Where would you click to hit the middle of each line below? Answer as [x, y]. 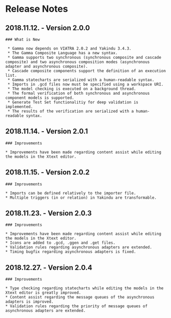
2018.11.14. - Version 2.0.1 [47, 131]
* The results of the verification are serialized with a [71, 111]
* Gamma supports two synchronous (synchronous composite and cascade [84, 57]
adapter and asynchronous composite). [47, 67]
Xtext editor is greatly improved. [43, 293]
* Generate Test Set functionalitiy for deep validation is [73, 102]
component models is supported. [40, 98]
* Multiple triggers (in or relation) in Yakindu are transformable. [81, 198]
